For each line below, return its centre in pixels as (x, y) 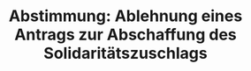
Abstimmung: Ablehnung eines (125, 16)
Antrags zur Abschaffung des (125, 35)
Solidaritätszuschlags (125, 53)
